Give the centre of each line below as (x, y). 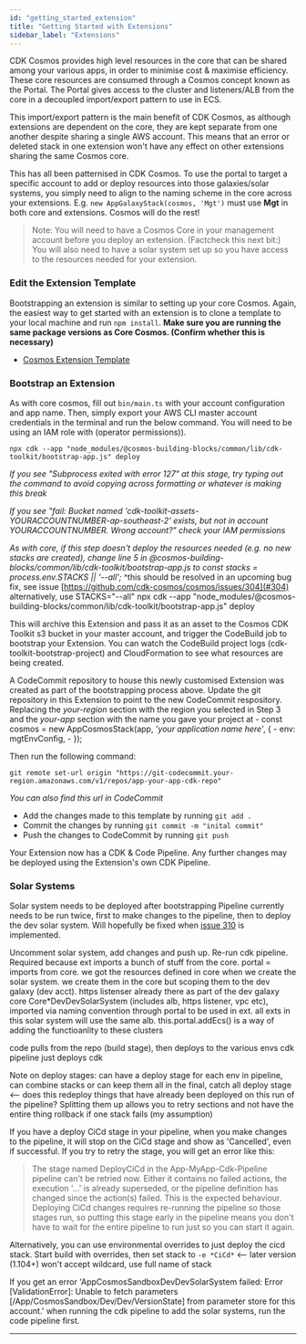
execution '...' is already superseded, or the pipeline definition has (155, 1189)
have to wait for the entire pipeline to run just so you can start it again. (163, 1227)
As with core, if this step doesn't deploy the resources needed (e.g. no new (150, 548)
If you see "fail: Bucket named (66, 510)
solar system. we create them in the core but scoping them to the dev (140, 982)
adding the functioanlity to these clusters (87, 1030)
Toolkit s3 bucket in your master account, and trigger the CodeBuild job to (148, 633)
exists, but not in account (220, 520)
